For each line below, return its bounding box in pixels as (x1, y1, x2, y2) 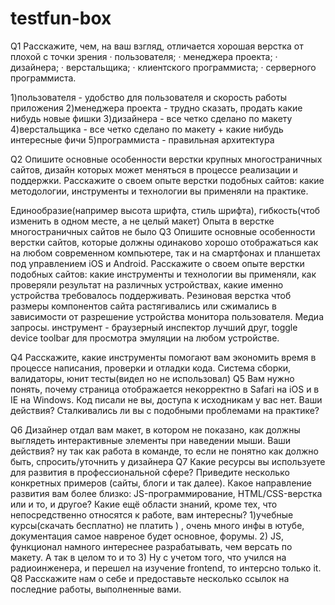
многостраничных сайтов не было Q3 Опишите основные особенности (10, 225, 316, 237)
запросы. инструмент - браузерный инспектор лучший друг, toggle (10, 321, 298, 333)
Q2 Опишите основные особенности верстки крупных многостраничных (10, 153, 323, 165)
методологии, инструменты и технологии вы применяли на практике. (10, 185, 309, 197)
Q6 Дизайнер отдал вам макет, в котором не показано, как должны (10, 423, 301, 436)
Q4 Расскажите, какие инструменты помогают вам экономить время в (10, 351, 317, 363)
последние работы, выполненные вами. (10, 583, 182, 595)
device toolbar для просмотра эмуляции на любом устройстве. (10, 332, 280, 344)
